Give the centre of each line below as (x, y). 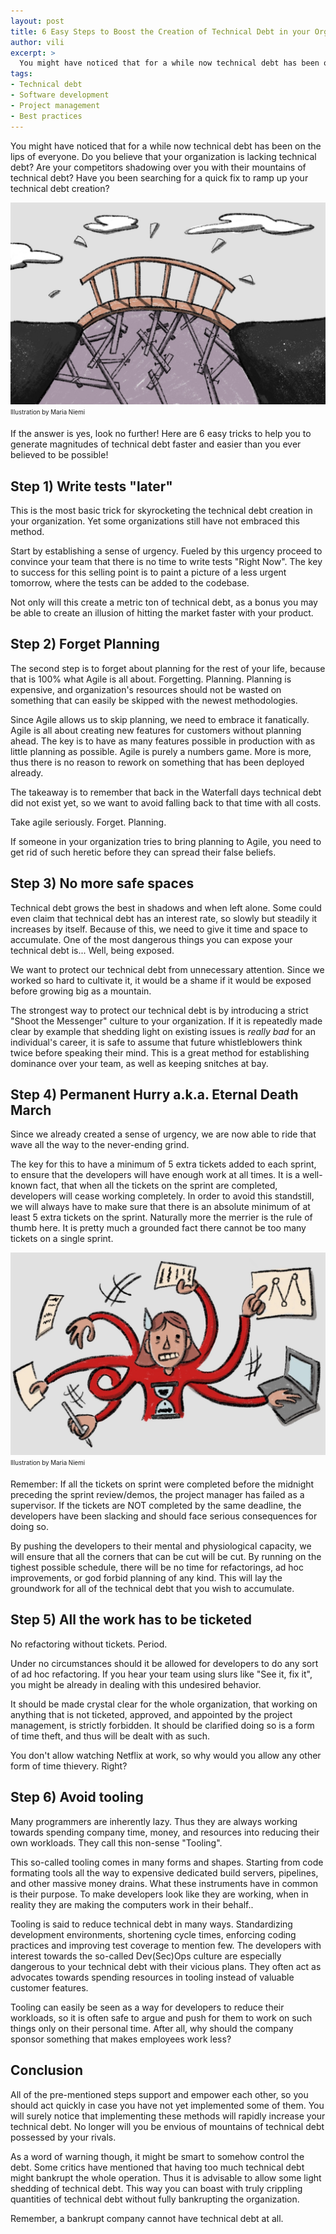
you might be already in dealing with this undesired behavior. (136, 1684)
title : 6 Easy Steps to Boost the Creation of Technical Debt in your (160, 31)
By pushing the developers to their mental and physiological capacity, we (161, 1546)
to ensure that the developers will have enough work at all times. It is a (155, 1175)
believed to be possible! (59, 455)
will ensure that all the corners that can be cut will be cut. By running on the (166, 1557)
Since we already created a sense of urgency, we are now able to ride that (163, 1134)
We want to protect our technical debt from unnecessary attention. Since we (167, 969)
